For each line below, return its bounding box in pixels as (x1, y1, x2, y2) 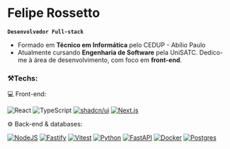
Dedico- (199, 48, 224, 56)
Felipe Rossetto (7, 5, 100, 21)
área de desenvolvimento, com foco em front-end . (33, 55, 183, 64)
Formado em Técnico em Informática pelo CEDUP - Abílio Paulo (17, 40, 206, 49)
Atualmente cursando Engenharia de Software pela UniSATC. (17, 48, 198, 56)
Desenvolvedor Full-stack (7, 28, 84, 35)
